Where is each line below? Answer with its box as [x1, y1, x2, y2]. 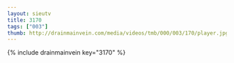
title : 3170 [7, 17, 42, 24]
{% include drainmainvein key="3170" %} [7, 48, 126, 57]
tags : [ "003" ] [7, 23, 49, 30]
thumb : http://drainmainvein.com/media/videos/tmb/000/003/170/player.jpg [7, 29, 229, 37]
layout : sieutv [7, 10, 52, 17]
